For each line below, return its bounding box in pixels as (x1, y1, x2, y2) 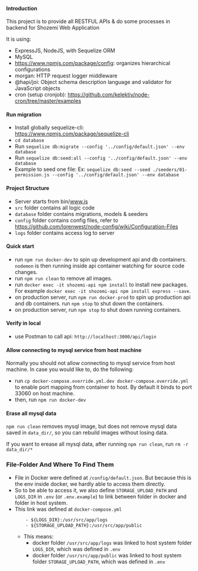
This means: (23, 533, 54, 540)
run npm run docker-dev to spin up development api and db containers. (14, 256, 187, 263)
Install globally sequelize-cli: (14, 124, 85, 131)
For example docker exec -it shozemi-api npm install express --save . (14, 287, 191, 294)
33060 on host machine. (14, 390, 75, 397)
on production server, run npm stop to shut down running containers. (14, 306, 181, 313)
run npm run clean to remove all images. (14, 275, 112, 282)
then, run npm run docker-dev (14, 396, 86, 404)
